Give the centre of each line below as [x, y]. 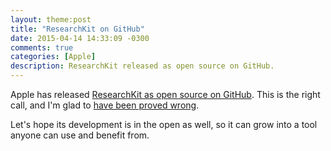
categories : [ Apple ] [53, 57]
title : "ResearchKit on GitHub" [77, 29]
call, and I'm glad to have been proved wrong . [105, 105]
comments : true [42, 47]
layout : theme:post [51, 19]
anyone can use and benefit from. [80, 135]
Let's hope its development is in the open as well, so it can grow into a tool [164, 124]
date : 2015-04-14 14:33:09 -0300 [80, 38]
